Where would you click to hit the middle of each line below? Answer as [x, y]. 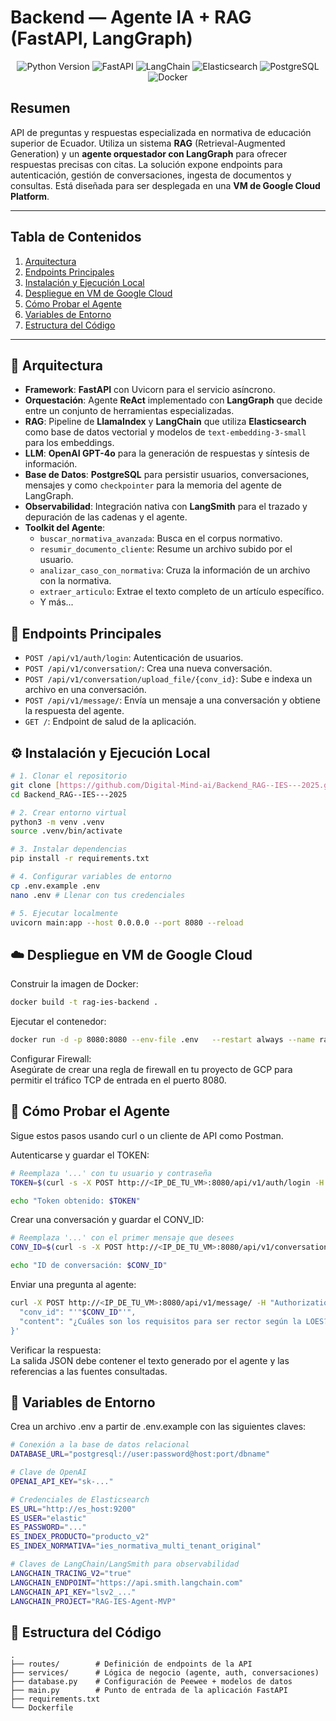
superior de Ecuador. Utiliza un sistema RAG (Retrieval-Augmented [148, 143]
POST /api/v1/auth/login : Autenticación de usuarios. [134, 658]
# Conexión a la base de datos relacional [100, 1445]
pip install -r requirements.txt [80, 859]
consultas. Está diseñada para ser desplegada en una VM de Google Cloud [165, 185]
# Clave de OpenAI [48, 1472]
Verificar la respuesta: [56, 1350]
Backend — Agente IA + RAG [131, 17]
